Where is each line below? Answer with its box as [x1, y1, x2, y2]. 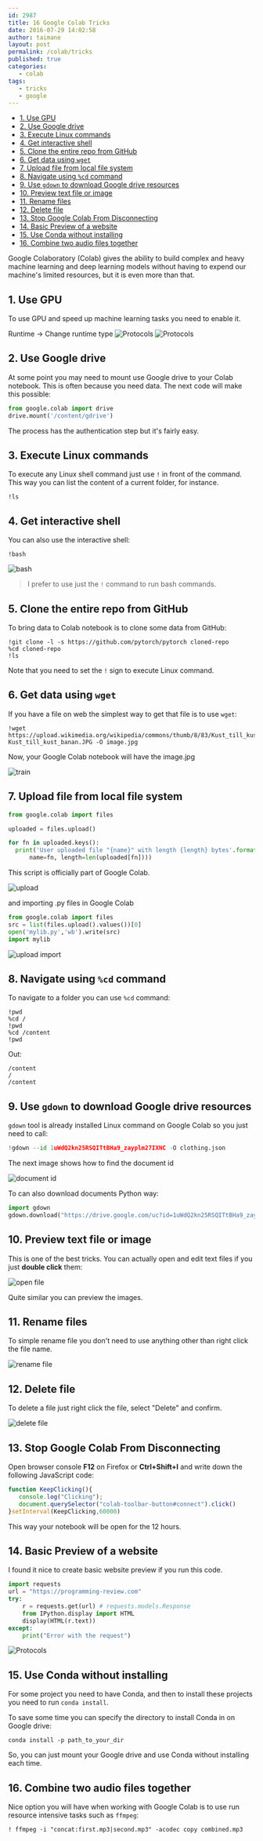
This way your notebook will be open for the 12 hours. [8, 1521, 182, 1531]
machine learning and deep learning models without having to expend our [8, 262, 247, 272]
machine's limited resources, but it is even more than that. [8, 270, 195, 279]
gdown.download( [8, 1211, 61, 1219]
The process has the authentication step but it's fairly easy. [8, 426, 200, 436]
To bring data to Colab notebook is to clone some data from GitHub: [8, 623, 227, 633]
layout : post [8, 41, 51, 49]
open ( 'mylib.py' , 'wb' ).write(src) [8, 928, 121, 936]
